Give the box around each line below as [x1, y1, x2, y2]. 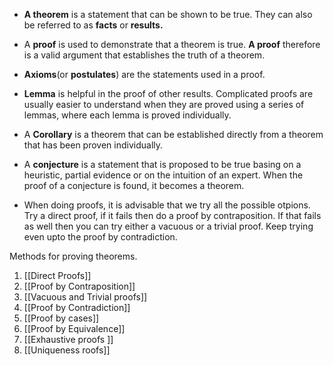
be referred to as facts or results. [23, 19, 164, 31]
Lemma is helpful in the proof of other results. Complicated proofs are [23, 88, 314, 99]
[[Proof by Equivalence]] [23, 323, 126, 334]
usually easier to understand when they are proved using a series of [23, 99, 305, 110]
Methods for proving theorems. [9, 250, 138, 262]
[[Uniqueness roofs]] [23, 344, 111, 356]
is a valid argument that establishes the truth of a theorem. [23, 49, 266, 61]
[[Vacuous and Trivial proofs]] [23, 291, 148, 303]
